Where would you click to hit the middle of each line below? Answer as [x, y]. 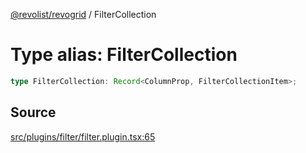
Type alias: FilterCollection [124, 55]
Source [33, 112]
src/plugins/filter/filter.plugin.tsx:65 [83, 136]
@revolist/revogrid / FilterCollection [83, 14]
